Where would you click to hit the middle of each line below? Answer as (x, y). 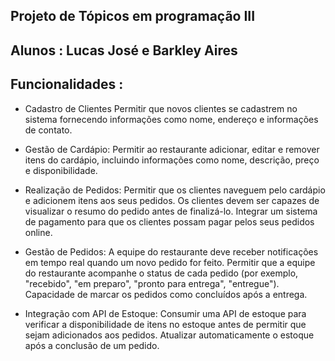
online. (38, 232)
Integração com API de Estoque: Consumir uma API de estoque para (165, 313)
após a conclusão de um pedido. (92, 345)
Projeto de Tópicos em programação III (133, 16)
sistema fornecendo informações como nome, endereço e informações (171, 119)
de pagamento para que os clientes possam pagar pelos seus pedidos (169, 221)
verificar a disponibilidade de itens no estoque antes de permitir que (165, 324)
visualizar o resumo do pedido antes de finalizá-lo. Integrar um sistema (171, 211)
